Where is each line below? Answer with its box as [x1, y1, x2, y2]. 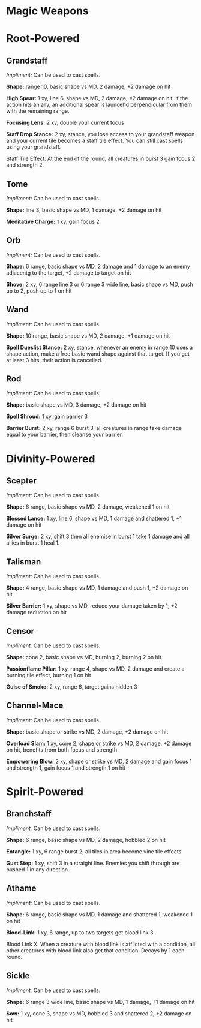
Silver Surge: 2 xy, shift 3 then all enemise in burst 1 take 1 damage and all [6, 533, 190, 540]
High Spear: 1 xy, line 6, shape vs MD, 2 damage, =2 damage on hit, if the [6, 95, 188, 102]
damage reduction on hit [6, 609, 67, 616]
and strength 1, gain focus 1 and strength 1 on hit [6, 764, 126, 771]
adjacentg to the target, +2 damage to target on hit [6, 269, 131, 276]
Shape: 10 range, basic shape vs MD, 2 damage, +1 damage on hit [6, 332, 170, 339]
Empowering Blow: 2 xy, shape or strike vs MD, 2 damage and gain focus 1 [6, 758, 192, 765]
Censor [6, 626, 35, 636]
